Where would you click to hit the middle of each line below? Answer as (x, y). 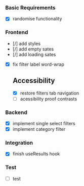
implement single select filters (44, 123)
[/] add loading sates (34, 54)
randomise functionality (37, 19)
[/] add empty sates (33, 49)
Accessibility (34, 81)
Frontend (17, 32)
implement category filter (39, 129)
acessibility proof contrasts (49, 99)
